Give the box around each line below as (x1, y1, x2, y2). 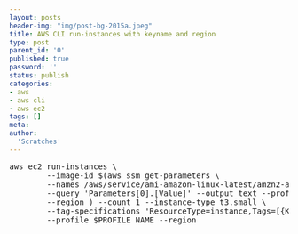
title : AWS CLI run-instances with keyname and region (9, 29, 216, 38)
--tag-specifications (46, 206, 141, 216)
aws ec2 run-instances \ (9, 161, 117, 172)
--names (46, 179, 80, 190)
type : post (9, 37, 50, 47)
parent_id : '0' (9, 46, 66, 55)
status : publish (9, 71, 69, 80)
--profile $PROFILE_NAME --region (46, 214, 197, 225)
